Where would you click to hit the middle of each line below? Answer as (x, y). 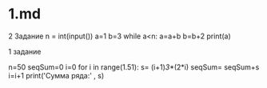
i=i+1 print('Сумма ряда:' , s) (56, 75)
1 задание (25, 51)
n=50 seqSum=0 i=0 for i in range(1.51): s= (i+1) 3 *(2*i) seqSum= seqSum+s (134, 67)
